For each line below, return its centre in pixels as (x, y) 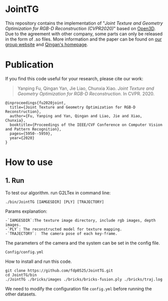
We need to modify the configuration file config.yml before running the (78, 288)
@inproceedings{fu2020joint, (36, 103)
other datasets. (21, 294)
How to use (29, 162)
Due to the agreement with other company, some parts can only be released (84, 34)
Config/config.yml (24, 252)
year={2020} (22, 138)
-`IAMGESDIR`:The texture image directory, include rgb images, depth (80, 220)
